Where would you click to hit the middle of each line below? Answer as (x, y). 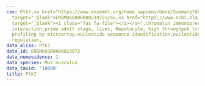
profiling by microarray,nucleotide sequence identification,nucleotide (106, 35)
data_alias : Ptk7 (28, 46)
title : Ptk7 (21, 74)
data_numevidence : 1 (33, 57)
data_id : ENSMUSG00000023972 (43, 51)
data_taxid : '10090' (33, 68)
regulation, (27, 40)
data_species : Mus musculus (42, 62)
